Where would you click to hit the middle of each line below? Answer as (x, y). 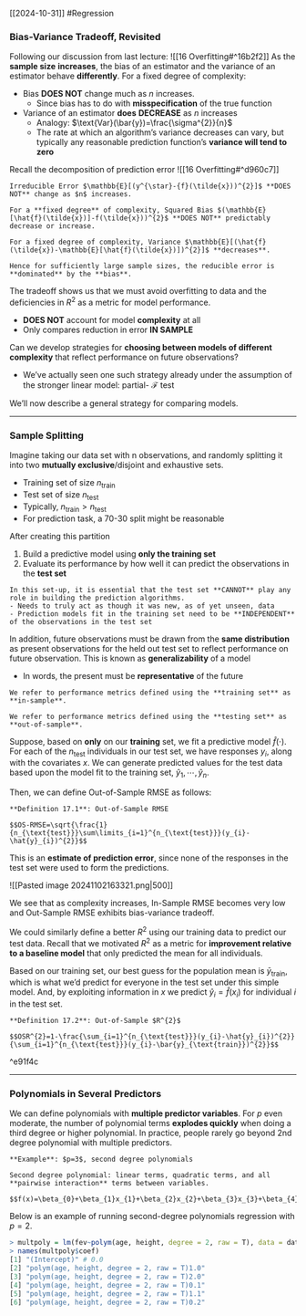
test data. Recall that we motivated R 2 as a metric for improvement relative (151, 942)
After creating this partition (60, 536)
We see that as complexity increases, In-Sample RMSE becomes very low (148, 903)
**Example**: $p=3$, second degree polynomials (102, 1159)
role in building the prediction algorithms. (97, 598)
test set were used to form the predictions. (89, 868)
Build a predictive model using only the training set (119, 554)
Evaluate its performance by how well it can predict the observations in (156, 563)
